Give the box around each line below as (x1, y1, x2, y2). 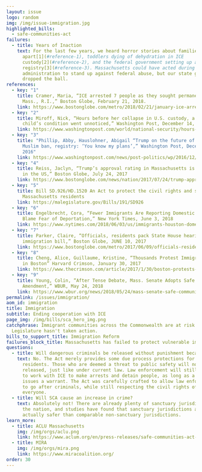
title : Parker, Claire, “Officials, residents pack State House (17, 232, 182, 238)
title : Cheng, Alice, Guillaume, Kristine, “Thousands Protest (17, 255, 179, 261)
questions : (6, 344, 34, 351)
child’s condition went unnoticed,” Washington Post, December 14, (22, 121, 195, 127)
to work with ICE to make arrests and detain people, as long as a (22, 373, 195, 379)
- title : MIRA (11, 440, 47, 446)
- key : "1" (11, 87, 39, 93)
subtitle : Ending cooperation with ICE (6, 311, 106, 317)
